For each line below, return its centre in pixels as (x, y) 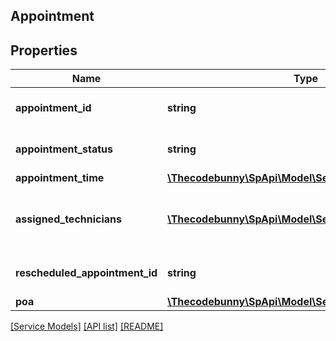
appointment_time (60, 178)
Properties (44, 50)
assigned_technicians (69, 219)
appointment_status (64, 149)
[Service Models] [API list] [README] (87, 326)
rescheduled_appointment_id (86, 273)
